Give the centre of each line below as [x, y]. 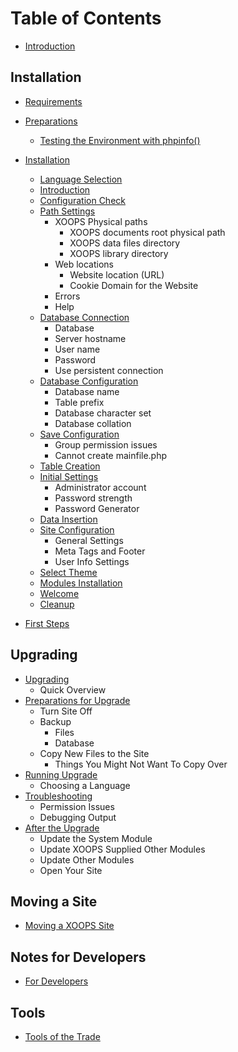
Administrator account [100, 487]
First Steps [47, 623]
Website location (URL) [117, 274]
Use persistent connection [109, 370]
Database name [87, 391]
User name [77, 349]
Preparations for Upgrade [77, 700]
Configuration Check [82, 200]
